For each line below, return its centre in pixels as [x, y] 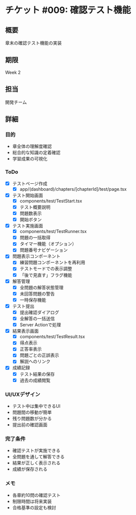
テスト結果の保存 [37, 374]
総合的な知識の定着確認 [36, 152]
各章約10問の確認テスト [36, 495]
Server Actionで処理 [40, 325]
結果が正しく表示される [36, 463]
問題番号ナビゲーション [44, 250]
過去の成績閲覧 [35, 380]
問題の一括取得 [35, 238]
